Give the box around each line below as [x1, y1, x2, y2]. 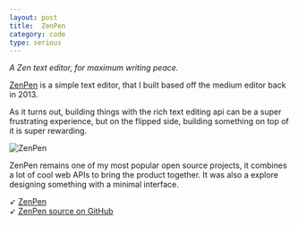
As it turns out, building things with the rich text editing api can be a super [9, 106, 282, 117]
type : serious [9, 37, 63, 47]
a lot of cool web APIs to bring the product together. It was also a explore [9, 170, 279, 180]
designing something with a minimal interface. [9, 179, 179, 190]
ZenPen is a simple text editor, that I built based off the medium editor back [9, 79, 286, 90]
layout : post [9, 12, 58, 22]
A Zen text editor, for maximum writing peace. [9, 62, 179, 73]
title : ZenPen [9, 21, 66, 30]
